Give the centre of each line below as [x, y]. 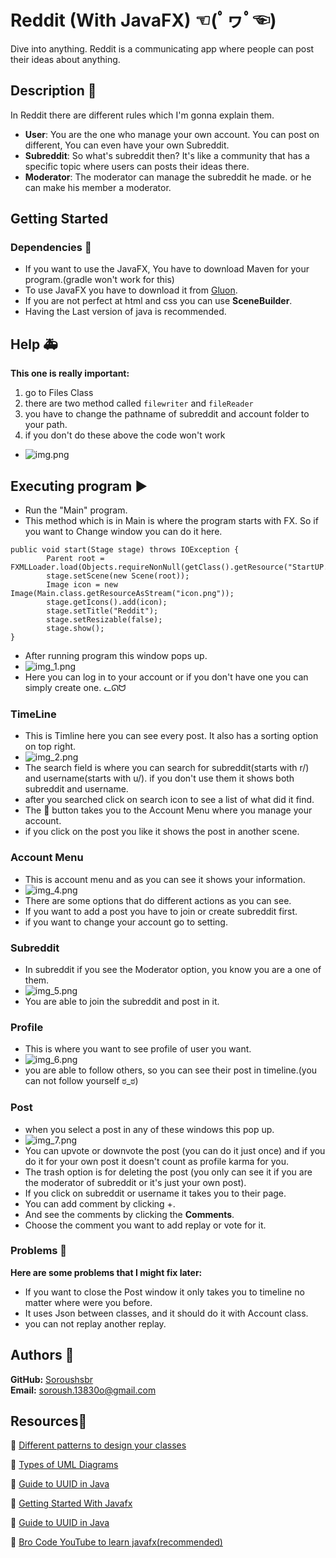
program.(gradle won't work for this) [99, 280]
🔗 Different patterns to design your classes [98, 1445]
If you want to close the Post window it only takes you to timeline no [164, 1292]
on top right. [50, 747]
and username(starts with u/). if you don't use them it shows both [159, 778]
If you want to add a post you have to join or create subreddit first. [161, 911]
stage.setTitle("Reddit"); [102, 611]
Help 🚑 [34, 344]
